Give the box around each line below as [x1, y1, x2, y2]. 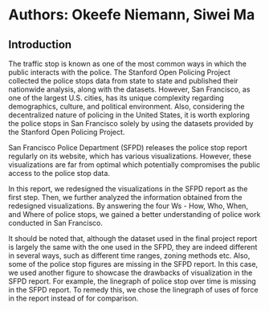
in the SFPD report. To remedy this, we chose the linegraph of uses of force [8, 285, 259, 294]
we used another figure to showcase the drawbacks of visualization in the [8, 268, 253, 277]
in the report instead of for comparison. [8, 293, 139, 303]
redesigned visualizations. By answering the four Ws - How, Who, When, [8, 201, 249, 211]
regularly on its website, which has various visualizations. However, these [8, 151, 251, 161]
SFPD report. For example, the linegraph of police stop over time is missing [8, 276, 257, 286]
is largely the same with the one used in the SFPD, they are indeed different [8, 243, 258, 252]
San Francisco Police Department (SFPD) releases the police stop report [8, 143, 247, 152]
